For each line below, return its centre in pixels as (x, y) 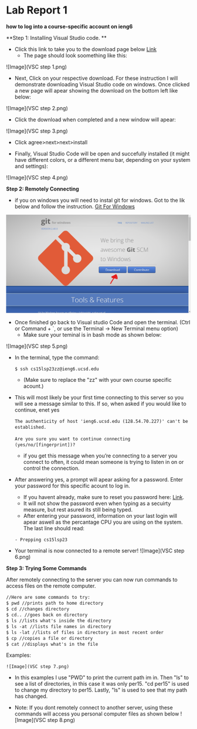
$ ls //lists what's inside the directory (59, 621)
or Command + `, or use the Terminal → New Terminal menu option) (96, 328)
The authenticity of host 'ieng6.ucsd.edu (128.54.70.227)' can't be (101, 422)
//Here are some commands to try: (48, 598)
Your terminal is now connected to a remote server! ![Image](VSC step (99, 551)
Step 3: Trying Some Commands (46, 568)
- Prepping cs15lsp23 (41, 540)
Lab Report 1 (37, 10)
